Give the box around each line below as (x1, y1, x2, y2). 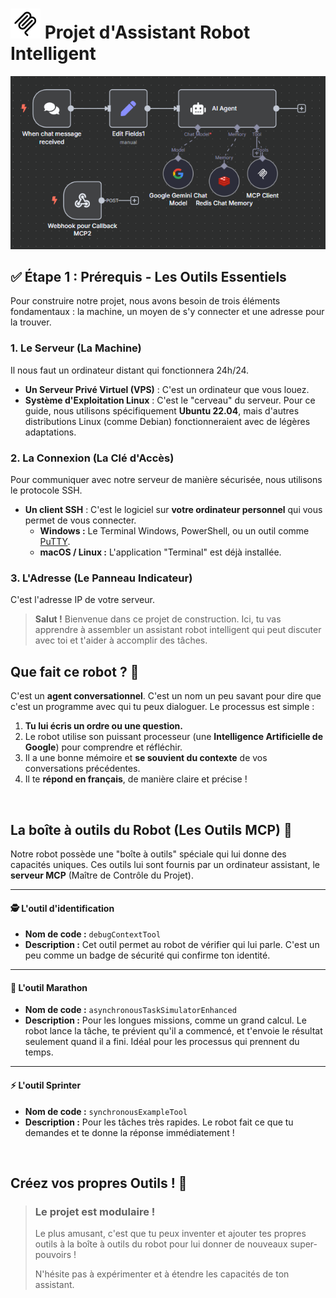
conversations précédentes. (24, 763, 141, 775)
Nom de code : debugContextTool (24, 928, 162, 940)
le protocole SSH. (10, 484, 83, 497)
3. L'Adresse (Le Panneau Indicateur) (10, 571, 193, 585)
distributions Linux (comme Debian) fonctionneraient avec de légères (24, 415, 311, 427)
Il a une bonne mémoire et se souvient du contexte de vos (24, 752, 268, 764)
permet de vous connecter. (24, 514, 137, 527)
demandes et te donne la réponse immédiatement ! (24, 1126, 235, 1138)
